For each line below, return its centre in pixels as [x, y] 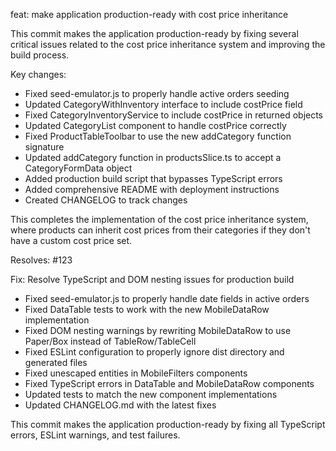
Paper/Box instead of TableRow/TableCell [110, 341]
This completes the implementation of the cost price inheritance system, [159, 219]
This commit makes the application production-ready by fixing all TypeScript [168, 424]
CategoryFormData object [78, 168]
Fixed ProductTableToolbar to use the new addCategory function [158, 136]
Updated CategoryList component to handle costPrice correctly [155, 125]
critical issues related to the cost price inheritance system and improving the [168, 44]
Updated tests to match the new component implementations [151, 394]
